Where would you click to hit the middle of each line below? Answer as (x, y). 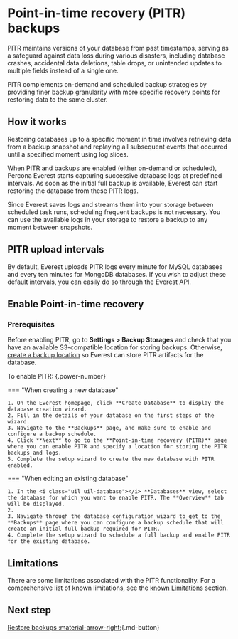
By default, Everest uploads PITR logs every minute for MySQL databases (115, 266)
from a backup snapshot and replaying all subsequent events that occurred (117, 147)
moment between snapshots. (50, 227)
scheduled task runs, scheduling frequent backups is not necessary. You (114, 212)
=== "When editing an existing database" (68, 479)
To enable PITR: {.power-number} (57, 376)
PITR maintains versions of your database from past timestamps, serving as (118, 48)
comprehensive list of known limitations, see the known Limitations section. (118, 588)
